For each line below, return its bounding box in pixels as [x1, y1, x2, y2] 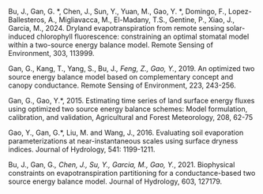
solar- [226, 24, 246, 32]
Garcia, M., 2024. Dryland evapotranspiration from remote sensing [8, 24, 225, 32]
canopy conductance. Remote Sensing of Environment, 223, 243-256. [8, 80, 237, 90]
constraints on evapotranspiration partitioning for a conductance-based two [8, 169, 256, 177]
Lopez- [227, 7, 252, 16]
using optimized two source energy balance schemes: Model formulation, [8, 104, 248, 114]
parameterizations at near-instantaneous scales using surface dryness [8, 136, 239, 145]
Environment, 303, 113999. [8, 49, 95, 58]
